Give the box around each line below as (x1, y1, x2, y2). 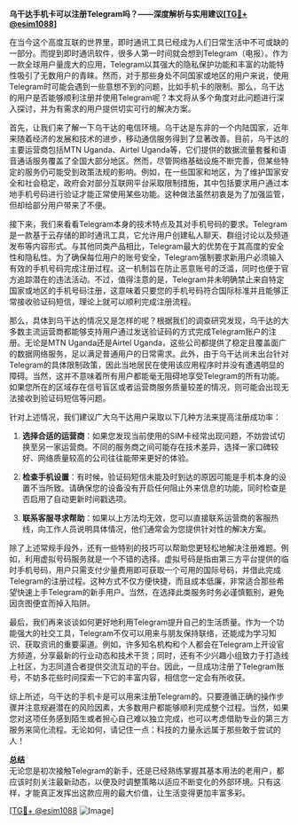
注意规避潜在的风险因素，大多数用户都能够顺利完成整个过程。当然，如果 (24, 703, 289, 712)
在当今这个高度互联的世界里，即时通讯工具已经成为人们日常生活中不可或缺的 (9, 37, 289, 47)
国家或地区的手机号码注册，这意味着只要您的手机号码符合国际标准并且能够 (9, 286, 281, 295)
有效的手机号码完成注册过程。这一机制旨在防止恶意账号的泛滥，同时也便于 (9, 263, 281, 273)
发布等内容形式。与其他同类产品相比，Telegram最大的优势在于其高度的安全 (9, 241, 285, 251)
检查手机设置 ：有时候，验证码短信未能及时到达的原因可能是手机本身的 (21, 472, 279, 482)
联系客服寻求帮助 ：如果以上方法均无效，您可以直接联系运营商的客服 (21, 513, 271, 522)
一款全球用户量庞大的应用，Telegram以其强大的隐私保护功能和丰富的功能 (9, 59, 277, 69)
